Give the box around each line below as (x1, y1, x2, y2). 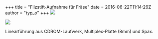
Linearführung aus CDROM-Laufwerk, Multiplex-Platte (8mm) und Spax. (5, 29, 154, 34)
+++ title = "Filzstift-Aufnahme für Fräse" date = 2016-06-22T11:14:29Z (5, 4, 152, 10)
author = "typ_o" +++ (5, 10, 49, 16)
